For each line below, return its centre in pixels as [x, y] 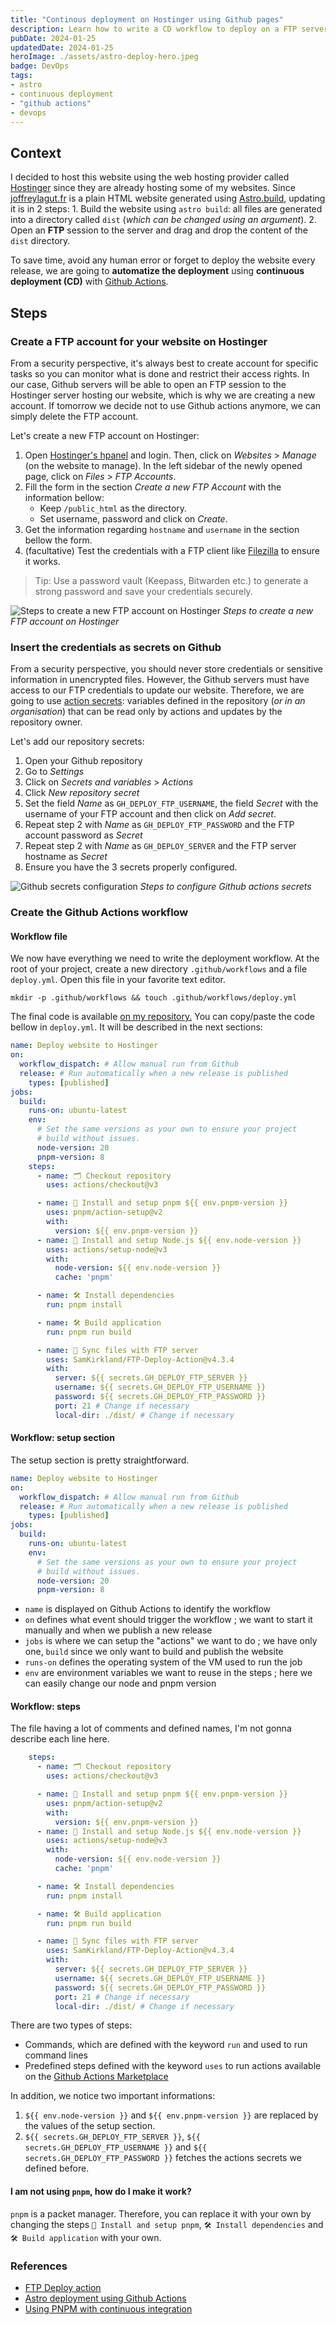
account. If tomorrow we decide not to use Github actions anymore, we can [166, 405]
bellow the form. [58, 540]
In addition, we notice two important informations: [113, 2096]
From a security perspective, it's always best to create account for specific [164, 363]
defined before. [57, 2168]
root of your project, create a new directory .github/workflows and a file [159, 969]
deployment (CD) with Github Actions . [89, 282]
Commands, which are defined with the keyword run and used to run [166, 2045]
